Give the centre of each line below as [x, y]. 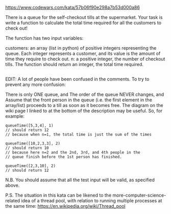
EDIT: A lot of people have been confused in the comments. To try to [77, 79]
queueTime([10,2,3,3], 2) [33, 144]
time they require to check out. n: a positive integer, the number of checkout [85, 59]
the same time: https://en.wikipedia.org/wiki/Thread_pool [66, 206]
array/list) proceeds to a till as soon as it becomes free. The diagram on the [84, 105]
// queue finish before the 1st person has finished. [64, 157]
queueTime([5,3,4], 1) [29, 126]
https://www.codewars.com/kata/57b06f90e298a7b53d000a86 [73, 7]
